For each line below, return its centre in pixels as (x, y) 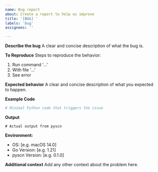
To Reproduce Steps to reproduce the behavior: (53, 55)
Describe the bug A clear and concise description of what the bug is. (74, 46)
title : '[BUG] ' (21, 19)
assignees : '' (19, 28)
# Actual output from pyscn (34, 126)
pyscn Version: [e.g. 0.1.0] (38, 155)
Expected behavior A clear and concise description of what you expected (79, 85)
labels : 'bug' (19, 23)
